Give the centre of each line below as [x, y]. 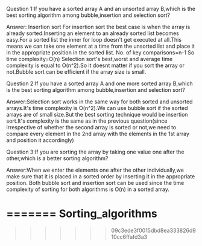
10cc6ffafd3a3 [129, 237]
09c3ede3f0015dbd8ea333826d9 [153, 230]
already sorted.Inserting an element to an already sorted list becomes [93, 33]
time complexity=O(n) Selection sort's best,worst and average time [90, 59]
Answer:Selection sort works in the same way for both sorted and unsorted [99, 102]
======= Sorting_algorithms [82, 214]
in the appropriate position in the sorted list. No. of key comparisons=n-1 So [100, 53]
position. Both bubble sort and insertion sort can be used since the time [95, 183]
